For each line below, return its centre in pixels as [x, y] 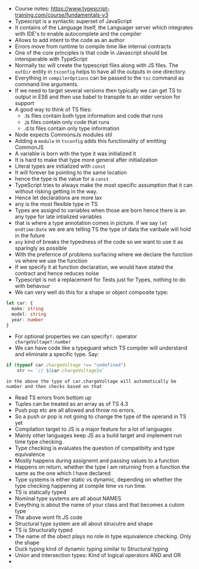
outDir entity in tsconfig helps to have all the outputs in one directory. [101, 71]
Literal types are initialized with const [60, 166]
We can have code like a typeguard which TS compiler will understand [101, 348]
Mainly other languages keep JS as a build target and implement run [98, 436]
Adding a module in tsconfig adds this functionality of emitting [90, 141]
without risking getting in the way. [56, 191]
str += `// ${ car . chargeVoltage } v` [61, 371]
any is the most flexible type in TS [56, 204]
